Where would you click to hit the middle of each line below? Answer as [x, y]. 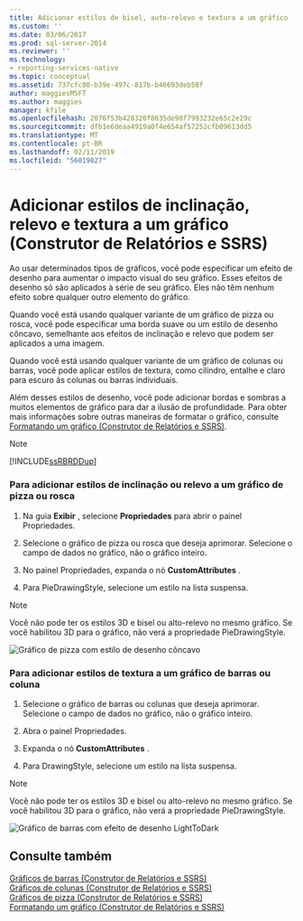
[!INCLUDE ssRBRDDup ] [53, 461]
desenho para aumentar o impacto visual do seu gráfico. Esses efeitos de [146, 278]
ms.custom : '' [36, 26]
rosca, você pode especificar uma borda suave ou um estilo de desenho [143, 324]
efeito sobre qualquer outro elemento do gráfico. [100, 297]
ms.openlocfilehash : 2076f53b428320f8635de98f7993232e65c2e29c [131, 118]
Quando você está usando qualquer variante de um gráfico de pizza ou [142, 315]
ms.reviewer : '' [40, 51]
